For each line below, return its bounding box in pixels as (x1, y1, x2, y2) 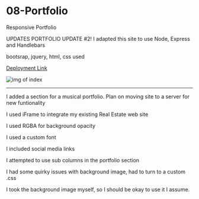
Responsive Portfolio (6, 24, 57, 31)
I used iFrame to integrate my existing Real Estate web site (6, 111, 149, 118)
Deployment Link (6, 64, 47, 72)
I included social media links (6, 145, 75, 152)
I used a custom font (6, 133, 56, 140)
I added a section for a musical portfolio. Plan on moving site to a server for (6, 93, 190, 100)
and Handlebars (6, 41, 46, 49)
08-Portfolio (6, 4, 68, 18)
